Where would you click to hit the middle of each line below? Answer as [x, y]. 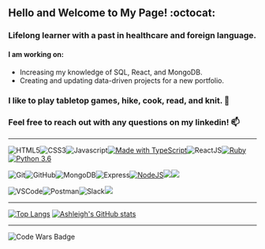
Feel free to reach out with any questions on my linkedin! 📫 [124, 123]
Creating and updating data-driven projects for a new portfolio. [122, 80]
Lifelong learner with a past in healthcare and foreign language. [132, 36]
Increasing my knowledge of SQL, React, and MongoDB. [111, 72]
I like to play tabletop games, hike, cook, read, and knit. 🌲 [119, 100]
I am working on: [36, 54]
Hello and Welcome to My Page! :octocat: [112, 13]
